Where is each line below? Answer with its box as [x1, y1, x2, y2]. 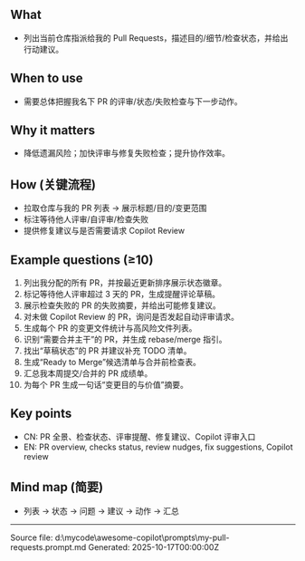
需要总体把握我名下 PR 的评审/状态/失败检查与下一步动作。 [23, 95, 243, 107]
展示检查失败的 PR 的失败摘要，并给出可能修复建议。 [23, 300, 221, 311]
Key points [10, 406, 72, 421]
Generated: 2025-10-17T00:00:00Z [88, 541, 220, 552]
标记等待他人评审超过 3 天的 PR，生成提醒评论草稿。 [23, 289, 221, 300]
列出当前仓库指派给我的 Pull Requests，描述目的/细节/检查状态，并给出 [23, 32, 289, 44]
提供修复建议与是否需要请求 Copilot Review [23, 226, 185, 237]
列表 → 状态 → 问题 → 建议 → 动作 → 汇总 [23, 505, 179, 516]
